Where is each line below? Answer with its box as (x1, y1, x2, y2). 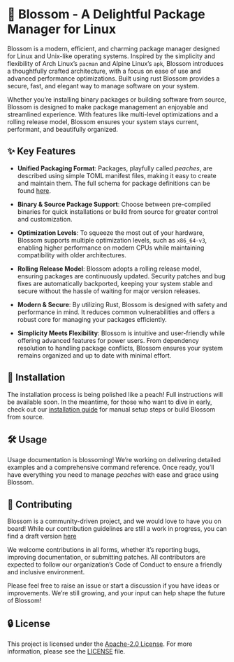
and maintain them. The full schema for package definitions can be (17, 179, 211, 187)
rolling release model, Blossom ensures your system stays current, (7, 117, 199, 126)
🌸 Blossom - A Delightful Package (7, 6, 206, 22)
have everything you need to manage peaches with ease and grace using (7, 471, 219, 479)
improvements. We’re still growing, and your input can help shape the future (7, 589, 226, 597)
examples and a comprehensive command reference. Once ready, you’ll (7, 463, 214, 472)
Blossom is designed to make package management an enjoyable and (7, 102, 208, 111)
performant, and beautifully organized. (7, 125, 119, 133)
